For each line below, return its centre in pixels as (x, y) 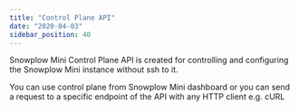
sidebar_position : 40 (50, 34)
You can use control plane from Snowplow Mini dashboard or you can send (150, 88)
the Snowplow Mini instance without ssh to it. (94, 69)
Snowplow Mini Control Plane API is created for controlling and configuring (149, 60)
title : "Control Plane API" (63, 18)
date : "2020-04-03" (46, 26)
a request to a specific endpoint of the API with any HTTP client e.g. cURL (147, 97)
